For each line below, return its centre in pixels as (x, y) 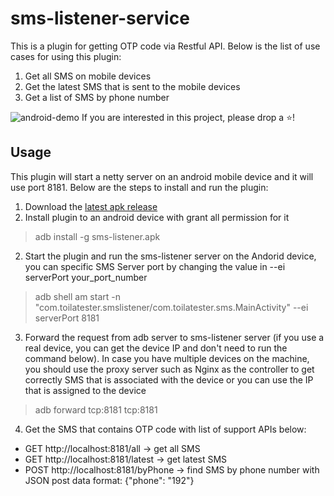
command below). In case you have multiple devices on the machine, (167, 358)
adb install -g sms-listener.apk (97, 236)
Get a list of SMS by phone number (97, 97)
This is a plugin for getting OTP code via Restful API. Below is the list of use (165, 46)
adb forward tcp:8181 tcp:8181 (96, 409)
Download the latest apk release (91, 206)
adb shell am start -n (77, 296)
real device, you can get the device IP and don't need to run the (156, 348)
